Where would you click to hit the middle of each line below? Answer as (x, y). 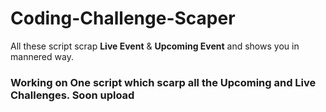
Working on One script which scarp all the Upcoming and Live (163, 82)
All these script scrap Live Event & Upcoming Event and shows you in (155, 46)
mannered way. (42, 56)
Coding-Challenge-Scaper (123, 18)
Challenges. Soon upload (72, 95)
